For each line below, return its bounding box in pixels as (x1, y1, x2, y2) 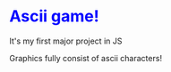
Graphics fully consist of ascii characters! (9, 52, 163, 63)
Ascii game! (9, 6, 100, 27)
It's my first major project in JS (9, 36, 123, 46)
